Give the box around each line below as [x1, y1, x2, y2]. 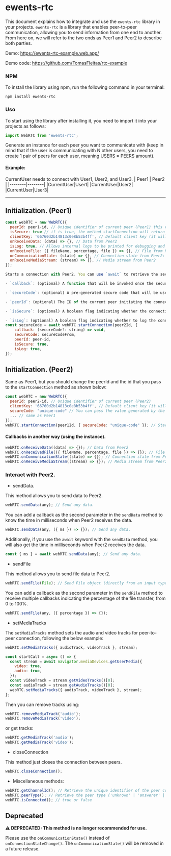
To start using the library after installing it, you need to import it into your [5, 117, 157, 124]
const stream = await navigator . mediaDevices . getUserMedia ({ [10, 659, 142, 664]
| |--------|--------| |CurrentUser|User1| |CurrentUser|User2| [5, 181, 133, 187]
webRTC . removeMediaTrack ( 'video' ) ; [5, 716, 81, 721]
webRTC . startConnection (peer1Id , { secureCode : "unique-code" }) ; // [5, 423, 156, 428]
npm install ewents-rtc [5, 94, 56, 100]
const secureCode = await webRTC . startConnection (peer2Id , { [5, 323, 138, 328]
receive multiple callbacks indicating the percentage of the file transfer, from [5, 595, 166, 601]
